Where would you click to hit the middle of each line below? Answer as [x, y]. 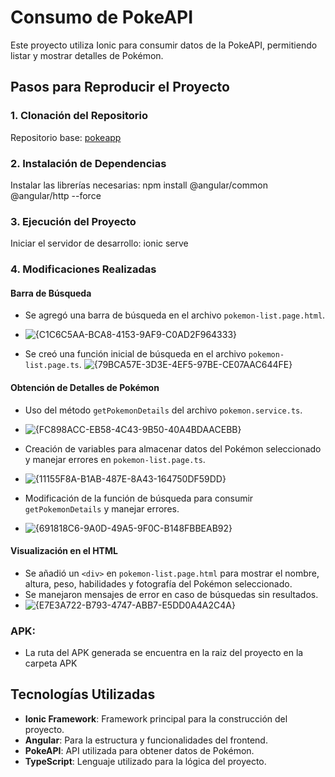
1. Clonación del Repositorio [79, 116]
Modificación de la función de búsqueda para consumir [139, 498]
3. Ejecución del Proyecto [73, 221]
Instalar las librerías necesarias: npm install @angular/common [139, 185]
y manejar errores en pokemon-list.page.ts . [115, 459]
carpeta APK [51, 663]
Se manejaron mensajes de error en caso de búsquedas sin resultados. [171, 594]
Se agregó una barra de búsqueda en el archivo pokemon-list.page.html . [175, 315]
